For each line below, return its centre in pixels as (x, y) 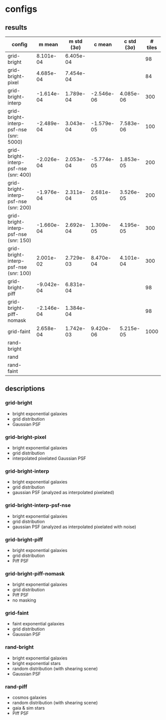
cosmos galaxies (29, 698)
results (16, 28)
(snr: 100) (20, 273)
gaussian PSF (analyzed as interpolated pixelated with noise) (74, 527)
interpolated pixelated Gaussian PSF (49, 458)
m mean (48, 44)
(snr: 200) (20, 208)
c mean (103, 44)
